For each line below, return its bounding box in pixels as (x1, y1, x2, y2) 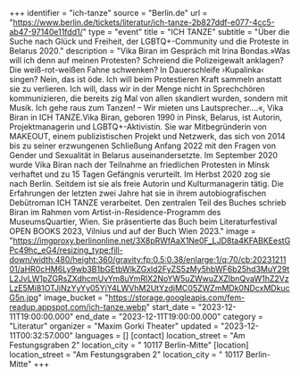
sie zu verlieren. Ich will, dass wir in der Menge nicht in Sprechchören (9, 84, 265, 94)
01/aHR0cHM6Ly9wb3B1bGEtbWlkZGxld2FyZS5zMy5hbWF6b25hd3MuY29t (9, 263, 290, 274)
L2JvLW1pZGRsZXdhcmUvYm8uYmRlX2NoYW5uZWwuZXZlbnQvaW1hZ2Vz (9, 273, 290, 284)
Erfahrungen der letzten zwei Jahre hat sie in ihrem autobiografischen (9, 188, 267, 198)
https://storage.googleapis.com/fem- (108, 292, 246, 303)
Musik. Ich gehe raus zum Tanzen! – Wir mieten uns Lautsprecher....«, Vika (9, 103, 284, 113)
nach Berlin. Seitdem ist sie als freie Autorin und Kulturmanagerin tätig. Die (9, 179, 284, 188)
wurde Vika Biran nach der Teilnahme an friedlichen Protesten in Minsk (9, 160, 271, 170)
